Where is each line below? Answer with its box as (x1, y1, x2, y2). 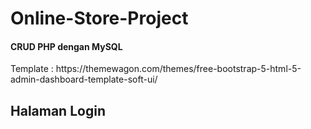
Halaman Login (10, 102, 106, 119)
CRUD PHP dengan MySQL (10, 40, 123, 52)
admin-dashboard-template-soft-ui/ (10, 73, 158, 86)
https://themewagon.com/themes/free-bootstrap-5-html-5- (55, 63, 302, 75)
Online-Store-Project (10, 7, 189, 30)
